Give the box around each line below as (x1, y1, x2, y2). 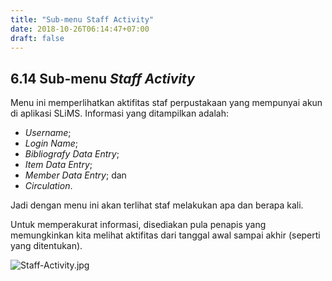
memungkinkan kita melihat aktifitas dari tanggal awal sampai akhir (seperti (10, 229, 321, 241)
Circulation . (24, 180, 73, 192)
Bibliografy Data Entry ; (24, 148, 120, 160)
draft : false (10, 33, 65, 43)
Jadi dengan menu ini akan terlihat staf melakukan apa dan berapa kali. (10, 199, 304, 211)
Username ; (24, 127, 72, 139)
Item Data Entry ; (24, 159, 93, 171)
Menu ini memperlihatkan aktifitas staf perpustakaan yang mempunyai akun (10, 97, 323, 109)
